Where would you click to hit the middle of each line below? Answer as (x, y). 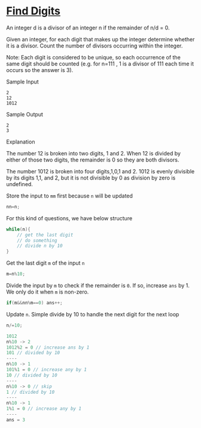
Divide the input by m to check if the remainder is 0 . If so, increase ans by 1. (98, 286)
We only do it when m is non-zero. (48, 292)
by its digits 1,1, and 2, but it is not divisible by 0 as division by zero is (91, 178)
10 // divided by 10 (32, 375)
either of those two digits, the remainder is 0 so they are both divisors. (93, 160)
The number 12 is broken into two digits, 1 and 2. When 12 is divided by (94, 153)
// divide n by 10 (40, 246)
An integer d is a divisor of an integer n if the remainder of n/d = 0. (88, 28)
